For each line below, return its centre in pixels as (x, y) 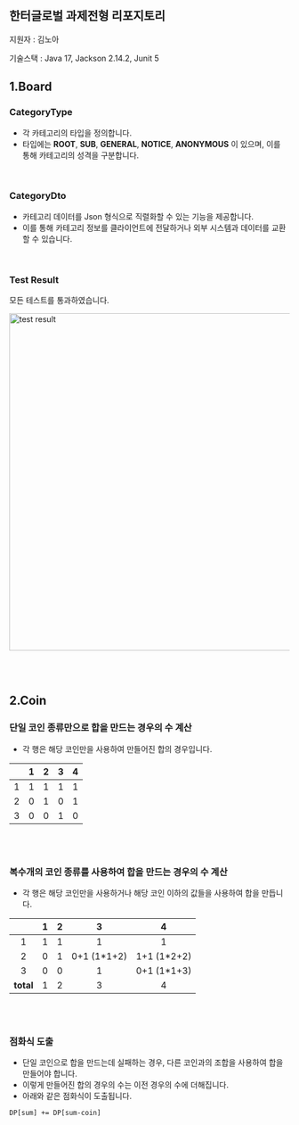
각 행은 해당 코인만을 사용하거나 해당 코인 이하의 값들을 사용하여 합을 (141, 893)
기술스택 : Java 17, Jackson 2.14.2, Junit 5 (84, 58)
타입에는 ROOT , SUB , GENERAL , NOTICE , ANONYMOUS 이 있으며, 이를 (151, 144)
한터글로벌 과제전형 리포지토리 (88, 16)
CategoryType (41, 112)
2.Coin (28, 701)
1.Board (31, 87)
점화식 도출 (32, 1042)
